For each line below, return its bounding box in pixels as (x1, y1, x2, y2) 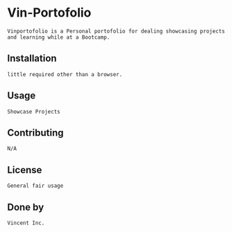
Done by (7, 201, 44, 213)
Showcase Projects (7, 108, 60, 115)
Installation (7, 53, 57, 64)
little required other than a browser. (7, 71, 123, 78)
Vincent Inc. (7, 220, 45, 226)
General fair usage (7, 182, 64, 190)
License (7, 164, 42, 176)
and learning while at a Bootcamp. (7, 33, 110, 41)
